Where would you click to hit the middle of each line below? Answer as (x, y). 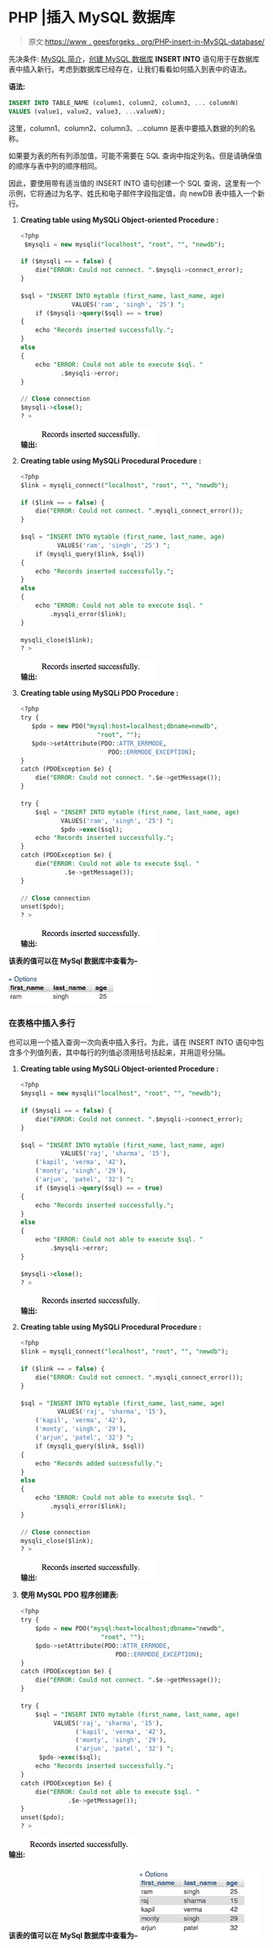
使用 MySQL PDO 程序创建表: (69, 1595)
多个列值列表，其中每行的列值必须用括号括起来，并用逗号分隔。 (122, 1053)
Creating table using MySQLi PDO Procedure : (99, 693)
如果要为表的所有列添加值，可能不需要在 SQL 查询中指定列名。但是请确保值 (135, 156)
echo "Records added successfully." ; (99, 1463)
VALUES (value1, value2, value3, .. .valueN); (87, 112)
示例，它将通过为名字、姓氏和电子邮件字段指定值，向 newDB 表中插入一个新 (136, 193)
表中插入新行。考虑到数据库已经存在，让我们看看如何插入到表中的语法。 (130, 69)
